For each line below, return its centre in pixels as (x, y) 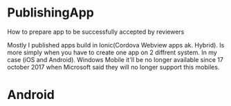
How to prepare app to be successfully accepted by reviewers (96, 32)
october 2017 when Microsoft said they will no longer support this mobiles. (113, 67)
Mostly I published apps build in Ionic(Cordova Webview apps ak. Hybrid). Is (116, 45)
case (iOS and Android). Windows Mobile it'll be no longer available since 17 (115, 59)
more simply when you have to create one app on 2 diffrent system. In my (112, 52)
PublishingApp (51, 13)
